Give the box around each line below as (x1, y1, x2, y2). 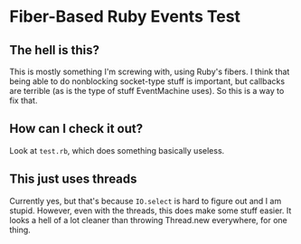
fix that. (9, 95, 38, 106)
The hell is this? (9, 42, 99, 58)
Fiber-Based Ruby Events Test (9, 6, 241, 27)
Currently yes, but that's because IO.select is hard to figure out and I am (9, 195, 282, 206)
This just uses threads (9, 172, 137, 187)
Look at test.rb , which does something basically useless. (9, 145, 225, 155)
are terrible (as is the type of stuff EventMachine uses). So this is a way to (9, 86, 285, 96)
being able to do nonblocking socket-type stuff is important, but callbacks (9, 76, 286, 87)
